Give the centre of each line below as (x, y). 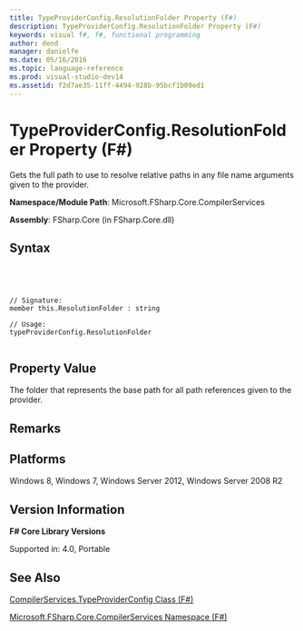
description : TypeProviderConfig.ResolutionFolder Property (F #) (135, 26)
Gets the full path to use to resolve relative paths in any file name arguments (152, 174)
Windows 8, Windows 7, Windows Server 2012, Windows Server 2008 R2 (146, 481)
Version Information (67, 509)
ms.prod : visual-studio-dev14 (67, 77)
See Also (35, 577)
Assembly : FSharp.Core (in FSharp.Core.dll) (92, 220)
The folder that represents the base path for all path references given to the (151, 390)
